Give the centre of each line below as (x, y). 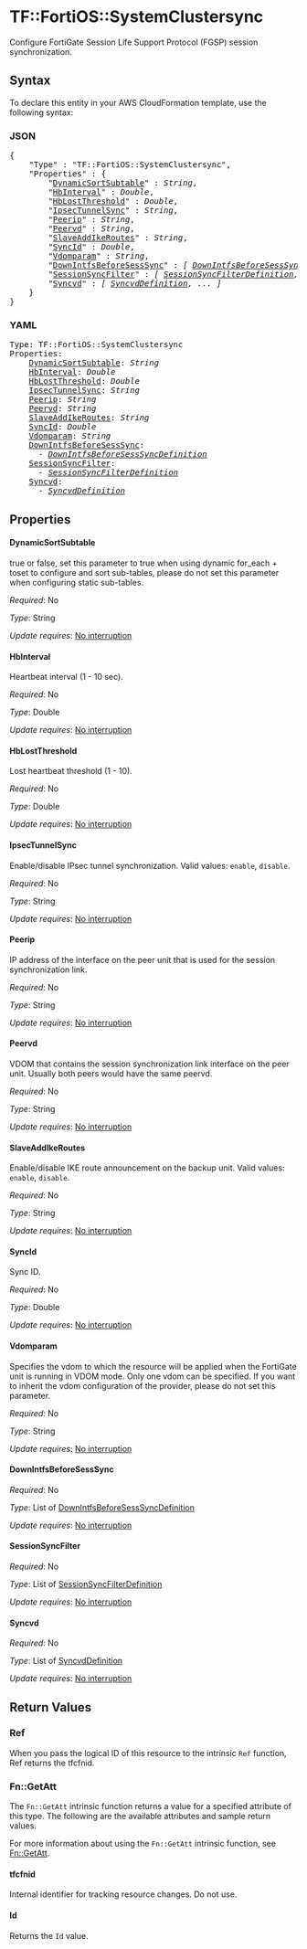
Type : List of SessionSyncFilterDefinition (86, 1584)
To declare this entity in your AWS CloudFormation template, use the (138, 102)
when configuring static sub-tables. (77, 582)
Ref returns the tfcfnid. (52, 1763)
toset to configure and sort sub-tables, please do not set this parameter (144, 572)
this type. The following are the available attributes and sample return (140, 1817)
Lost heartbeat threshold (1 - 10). (71, 771)
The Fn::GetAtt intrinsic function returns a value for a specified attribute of (151, 1806)
